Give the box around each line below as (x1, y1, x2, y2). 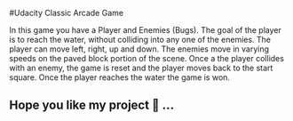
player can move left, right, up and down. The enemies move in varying (9, 44, 269, 54)
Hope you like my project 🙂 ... (9, 98, 175, 113)
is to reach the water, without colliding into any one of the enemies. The (9, 35, 272, 44)
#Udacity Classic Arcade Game (9, 8, 124, 18)
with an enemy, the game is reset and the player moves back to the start (9, 62, 273, 73)
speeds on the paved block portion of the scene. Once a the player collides (9, 53, 284, 63)
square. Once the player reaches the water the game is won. (9, 72, 231, 83)
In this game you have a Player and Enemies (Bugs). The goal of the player (9, 25, 282, 35)
